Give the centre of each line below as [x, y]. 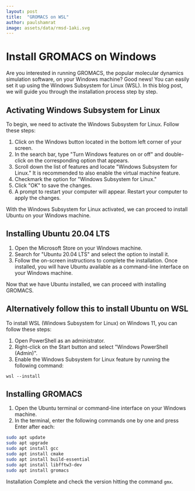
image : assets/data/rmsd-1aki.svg [48, 28]
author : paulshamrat [31, 22]
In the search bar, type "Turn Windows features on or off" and [89, 154]
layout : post [22, 11]
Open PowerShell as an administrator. [60, 340]
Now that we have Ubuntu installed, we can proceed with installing [86, 284]
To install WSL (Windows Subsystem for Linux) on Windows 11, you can [92, 323]
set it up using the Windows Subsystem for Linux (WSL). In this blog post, [94, 86]
